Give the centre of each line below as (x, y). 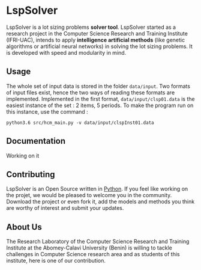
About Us (24, 227)
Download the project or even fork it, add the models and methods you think (100, 201)
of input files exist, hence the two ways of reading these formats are (91, 92)
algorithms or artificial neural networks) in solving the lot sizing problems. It (100, 46)
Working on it (23, 155)
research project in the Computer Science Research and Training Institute (97, 33)
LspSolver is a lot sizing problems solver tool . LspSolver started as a (91, 27)
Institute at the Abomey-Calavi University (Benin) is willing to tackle (89, 248)
